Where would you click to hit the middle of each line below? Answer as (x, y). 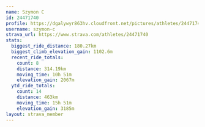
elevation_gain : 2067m (46, 80)
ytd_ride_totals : (33, 86)
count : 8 (28, 63)
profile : (17, 23)
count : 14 (29, 92)
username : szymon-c (31, 29)
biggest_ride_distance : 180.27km (54, 46)
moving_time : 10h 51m (44, 74)
